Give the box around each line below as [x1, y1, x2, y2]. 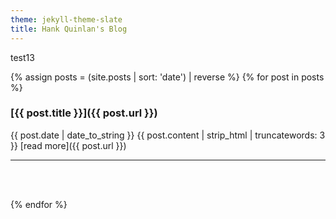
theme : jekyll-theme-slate [10, 14, 123, 25]
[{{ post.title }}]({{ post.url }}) [10, 106, 158, 120]
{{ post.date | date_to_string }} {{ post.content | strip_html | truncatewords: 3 [10, 129, 326, 141]
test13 [10, 51, 35, 63]
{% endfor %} [10, 198, 68, 210]
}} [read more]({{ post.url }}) [10, 139, 127, 151]
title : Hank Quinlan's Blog [10, 24, 128, 34]
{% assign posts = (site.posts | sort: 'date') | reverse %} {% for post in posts [10, 71, 325, 83]
